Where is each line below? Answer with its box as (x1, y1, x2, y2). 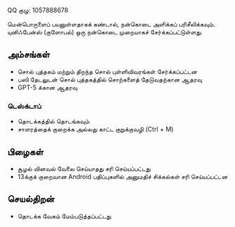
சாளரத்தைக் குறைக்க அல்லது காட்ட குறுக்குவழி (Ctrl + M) (17, 125, 174, 134)
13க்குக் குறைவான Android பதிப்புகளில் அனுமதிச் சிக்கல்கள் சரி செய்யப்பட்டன (17, 172, 228, 181)
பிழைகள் (7, 145, 44, 157)
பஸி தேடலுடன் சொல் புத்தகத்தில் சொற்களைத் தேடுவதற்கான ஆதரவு (17, 75, 203, 84)
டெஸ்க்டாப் (7, 101, 42, 111)
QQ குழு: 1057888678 (7, 6, 69, 14)
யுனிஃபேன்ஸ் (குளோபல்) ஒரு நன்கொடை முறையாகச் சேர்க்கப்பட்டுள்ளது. (7, 28, 203, 36)
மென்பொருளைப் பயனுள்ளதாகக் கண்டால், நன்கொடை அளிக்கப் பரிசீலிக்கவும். (7, 20, 216, 28)
